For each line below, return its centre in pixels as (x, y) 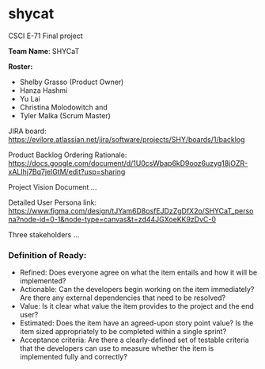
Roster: (21, 66)
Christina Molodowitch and (64, 107)
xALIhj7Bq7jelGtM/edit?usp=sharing (67, 171)
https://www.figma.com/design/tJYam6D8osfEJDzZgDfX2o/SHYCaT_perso (131, 210)
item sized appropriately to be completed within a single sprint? (123, 332)
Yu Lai (30, 98)
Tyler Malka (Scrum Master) (65, 115)
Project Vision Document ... (53, 186)
